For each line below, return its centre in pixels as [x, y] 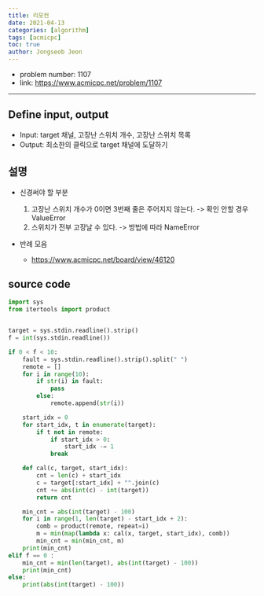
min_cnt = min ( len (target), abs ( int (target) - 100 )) [110, 563]
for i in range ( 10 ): [56, 374]
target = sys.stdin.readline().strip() [73, 331]
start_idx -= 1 [89, 447]
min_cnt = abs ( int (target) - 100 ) [79, 512]
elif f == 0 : [31, 555]
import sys [26, 302]
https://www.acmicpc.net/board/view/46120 [103, 259]
